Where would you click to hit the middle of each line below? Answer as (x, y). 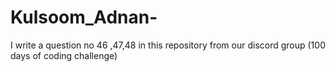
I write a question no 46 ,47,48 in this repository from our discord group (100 (168, 45)
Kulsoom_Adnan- (84, 17)
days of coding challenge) (64, 55)
